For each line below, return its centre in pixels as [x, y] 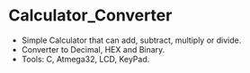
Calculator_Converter [90, 16]
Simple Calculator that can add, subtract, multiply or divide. [131, 40]
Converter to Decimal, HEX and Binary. [93, 49]
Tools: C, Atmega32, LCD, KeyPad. [85, 59]
